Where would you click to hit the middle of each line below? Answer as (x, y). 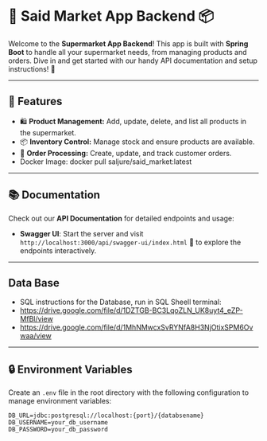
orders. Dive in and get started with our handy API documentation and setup (133, 60)
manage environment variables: (60, 401)
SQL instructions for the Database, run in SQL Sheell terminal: (120, 302)
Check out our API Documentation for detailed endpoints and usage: (121, 218)
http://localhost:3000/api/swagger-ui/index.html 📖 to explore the (130, 242)
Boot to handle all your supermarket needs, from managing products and (128, 52)
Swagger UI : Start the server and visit (81, 233)
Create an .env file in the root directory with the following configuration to (128, 392)
